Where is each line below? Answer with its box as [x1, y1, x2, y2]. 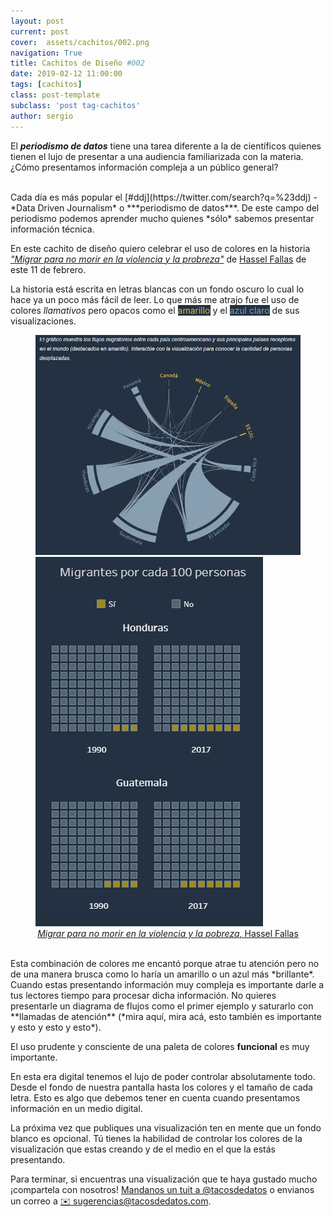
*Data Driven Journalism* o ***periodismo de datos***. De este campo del [10, 201, 320, 214]
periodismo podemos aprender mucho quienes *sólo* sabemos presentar [10, 212, 315, 224]
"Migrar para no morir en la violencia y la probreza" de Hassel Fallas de [10, 253, 307, 265]
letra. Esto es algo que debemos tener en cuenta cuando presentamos [10, 1091, 301, 1104]
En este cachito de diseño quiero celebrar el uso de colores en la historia [10, 242, 311, 254]
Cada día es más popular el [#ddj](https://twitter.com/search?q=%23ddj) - [10, 191, 318, 203]
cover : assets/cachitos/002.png [10, 37, 150, 47]
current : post [10, 26, 70, 37]
